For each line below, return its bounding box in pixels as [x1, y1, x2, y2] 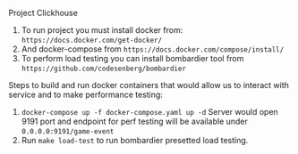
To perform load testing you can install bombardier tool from [21, 53, 244, 63]
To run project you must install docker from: [21, 25, 183, 35]
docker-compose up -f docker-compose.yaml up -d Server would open [21, 107, 278, 117]
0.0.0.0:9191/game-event [21, 127, 115, 136]
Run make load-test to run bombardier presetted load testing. [21, 135, 249, 145]
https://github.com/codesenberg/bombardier [21, 64, 187, 73]
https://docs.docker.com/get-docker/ [21, 36, 163, 45]
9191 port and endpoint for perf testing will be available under [21, 116, 248, 126]
